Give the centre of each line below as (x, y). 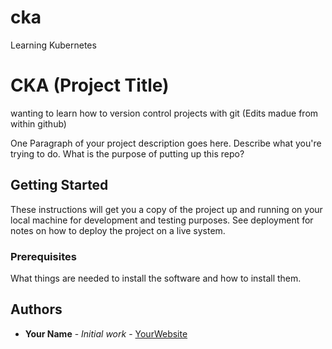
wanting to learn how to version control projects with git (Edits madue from (164, 113)
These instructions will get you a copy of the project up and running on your (166, 209)
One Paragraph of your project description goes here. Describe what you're (166, 143)
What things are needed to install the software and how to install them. (156, 278)
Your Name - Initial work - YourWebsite (106, 333)
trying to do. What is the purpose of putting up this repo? (127, 153)
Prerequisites (43, 256)
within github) (38, 123)
